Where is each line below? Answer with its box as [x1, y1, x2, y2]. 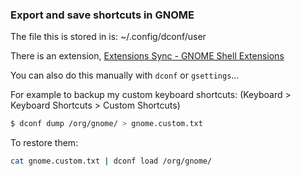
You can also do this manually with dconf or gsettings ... [10, 69, 240, 82]
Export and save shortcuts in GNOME [10, 8, 195, 22]
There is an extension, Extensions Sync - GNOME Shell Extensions [10, 50, 285, 62]
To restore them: [10, 137, 79, 149]
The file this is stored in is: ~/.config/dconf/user [10, 31, 207, 43]
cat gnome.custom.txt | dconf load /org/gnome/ [10, 156, 213, 167]
